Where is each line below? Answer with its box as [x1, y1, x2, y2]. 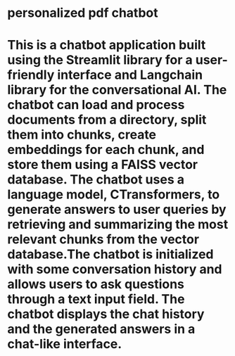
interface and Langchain [57, 67, 203, 83]
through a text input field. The [7, 291, 185, 307]
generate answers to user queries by [7, 202, 227, 217]
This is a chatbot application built [7, 37, 206, 53]
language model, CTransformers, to [7, 186, 220, 203]
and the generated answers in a [7, 322, 196, 337]
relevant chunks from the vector [7, 231, 199, 248]
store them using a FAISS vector [7, 157, 198, 173]
